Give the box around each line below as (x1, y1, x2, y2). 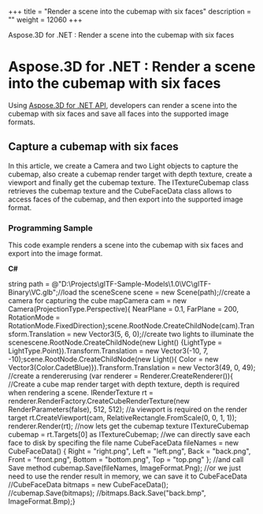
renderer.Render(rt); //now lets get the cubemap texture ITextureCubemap (8, 421, 250, 431)
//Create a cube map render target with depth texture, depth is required (8, 379, 240, 389)
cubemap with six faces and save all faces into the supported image (8, 109, 229, 118)
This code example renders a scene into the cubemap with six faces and (8, 240, 244, 250)
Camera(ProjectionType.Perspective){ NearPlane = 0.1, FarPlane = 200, (8, 305, 239, 314)
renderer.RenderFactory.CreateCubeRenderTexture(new (8, 397, 191, 406)
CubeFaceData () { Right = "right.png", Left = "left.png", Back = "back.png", (8, 446, 251, 456)
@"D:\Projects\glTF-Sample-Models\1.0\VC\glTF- (51, 279, 212, 289)
